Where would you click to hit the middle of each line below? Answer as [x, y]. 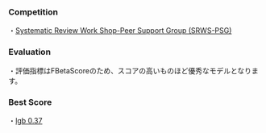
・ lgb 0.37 [25, 120]
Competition [33, 12]
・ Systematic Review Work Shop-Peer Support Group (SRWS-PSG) [120, 31]
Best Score [30, 102]
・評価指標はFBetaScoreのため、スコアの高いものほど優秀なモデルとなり [130, 70]
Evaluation [29, 52]
